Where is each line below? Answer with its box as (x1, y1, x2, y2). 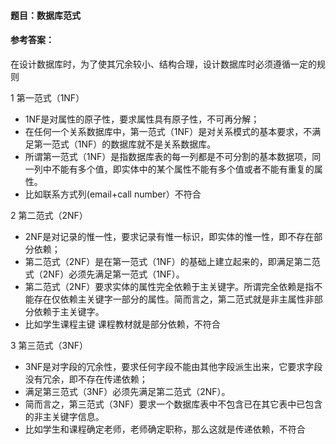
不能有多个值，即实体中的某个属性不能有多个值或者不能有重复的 (51, 163, 315, 175)
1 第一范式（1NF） (10, 91, 85, 104)
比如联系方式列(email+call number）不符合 (24, 188, 202, 200)
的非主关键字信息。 (24, 410, 105, 422)
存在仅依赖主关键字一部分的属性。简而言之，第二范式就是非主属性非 (33, 293, 315, 305)
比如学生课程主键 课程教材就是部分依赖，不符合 (24, 318, 221, 330)
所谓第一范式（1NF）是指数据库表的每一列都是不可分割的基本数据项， (24, 150, 313, 162)
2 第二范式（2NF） (10, 209, 88, 221)
